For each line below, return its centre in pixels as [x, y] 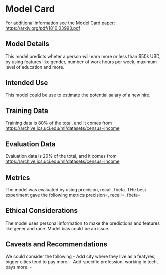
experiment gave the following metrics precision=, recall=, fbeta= [73, 195]
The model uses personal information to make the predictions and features [82, 223]
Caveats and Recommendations [56, 244]
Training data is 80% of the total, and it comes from [59, 123]
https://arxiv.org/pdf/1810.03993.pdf [43, 28]
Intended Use [27, 83]
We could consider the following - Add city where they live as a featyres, [80, 256]
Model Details [27, 44]
